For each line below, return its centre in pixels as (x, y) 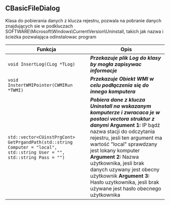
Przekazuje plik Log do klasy (126, 58)
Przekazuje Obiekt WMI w (122, 79)
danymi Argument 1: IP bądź (125, 125)
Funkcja (47, 49)
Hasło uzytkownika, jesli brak (125, 182)
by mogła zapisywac (116, 64)
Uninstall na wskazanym (121, 106)
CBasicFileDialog (33, 8)
